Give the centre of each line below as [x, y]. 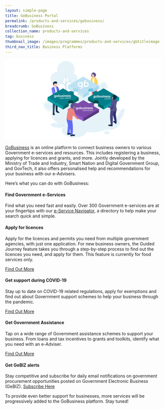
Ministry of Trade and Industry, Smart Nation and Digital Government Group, [82, 164]
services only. [19, 259]
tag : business [20, 37]
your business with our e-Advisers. [41, 174]
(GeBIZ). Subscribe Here [30, 387]
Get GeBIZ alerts [22, 365]
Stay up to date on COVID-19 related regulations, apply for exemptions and [81, 291]
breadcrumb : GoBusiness [30, 26]
